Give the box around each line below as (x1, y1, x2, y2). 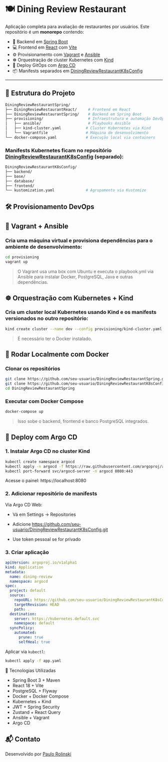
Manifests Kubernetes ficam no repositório (5, 147, 112, 154)
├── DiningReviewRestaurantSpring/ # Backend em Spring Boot (5, 112, 142, 117)
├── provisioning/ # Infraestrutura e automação (5, 116, 151, 122)
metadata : (5, 569, 26, 575)
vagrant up (5, 259, 28, 265)
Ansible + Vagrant (12, 714, 50, 720)
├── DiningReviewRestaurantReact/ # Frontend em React (5, 107, 131, 112)
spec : (5, 583, 16, 589)
